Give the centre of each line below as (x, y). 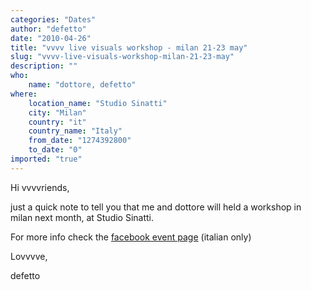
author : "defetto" (48, 29)
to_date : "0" (55, 150)
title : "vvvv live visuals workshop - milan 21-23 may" (129, 47)
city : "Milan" (57, 112)
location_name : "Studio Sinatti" (98, 103)
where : (24, 94)
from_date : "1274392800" (80, 141)
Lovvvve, (29, 256)
